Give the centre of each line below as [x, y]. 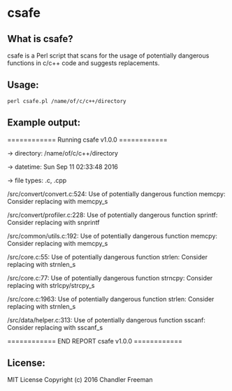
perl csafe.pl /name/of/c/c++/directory [67, 101]
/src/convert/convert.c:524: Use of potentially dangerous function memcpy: [116, 193]
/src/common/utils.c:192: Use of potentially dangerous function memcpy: [113, 235]
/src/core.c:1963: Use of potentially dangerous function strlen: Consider [111, 299]
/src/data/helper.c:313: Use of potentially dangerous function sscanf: [107, 320]
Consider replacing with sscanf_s [55, 327]
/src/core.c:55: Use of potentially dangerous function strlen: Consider [108, 256]
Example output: [44, 123]
